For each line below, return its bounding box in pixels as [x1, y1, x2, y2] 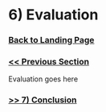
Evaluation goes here [8, 74, 79, 84]
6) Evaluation [8, 6, 99, 24]
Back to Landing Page [8, 35, 95, 46]
